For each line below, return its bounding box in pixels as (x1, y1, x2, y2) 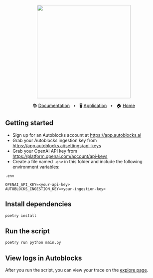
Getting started (5, 119, 54, 127)
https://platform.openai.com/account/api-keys (12, 153, 108, 159)
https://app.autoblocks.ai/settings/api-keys (12, 142, 101, 149)
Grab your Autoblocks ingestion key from (12, 137, 97, 143)
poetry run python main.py (5, 240, 61, 245)
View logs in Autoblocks (5, 254, 82, 262)
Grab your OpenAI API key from (12, 148, 77, 154)
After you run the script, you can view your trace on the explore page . (5, 267, 149, 273)
